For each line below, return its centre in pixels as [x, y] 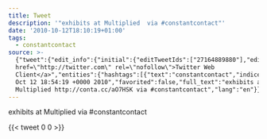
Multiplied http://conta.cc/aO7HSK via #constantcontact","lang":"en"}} [138, 89]
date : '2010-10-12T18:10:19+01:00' [67, 30]
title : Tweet [30, 15]
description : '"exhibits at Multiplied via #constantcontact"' [117, 23]
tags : [17, 38]
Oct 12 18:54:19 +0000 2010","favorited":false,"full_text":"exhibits [135, 82]
